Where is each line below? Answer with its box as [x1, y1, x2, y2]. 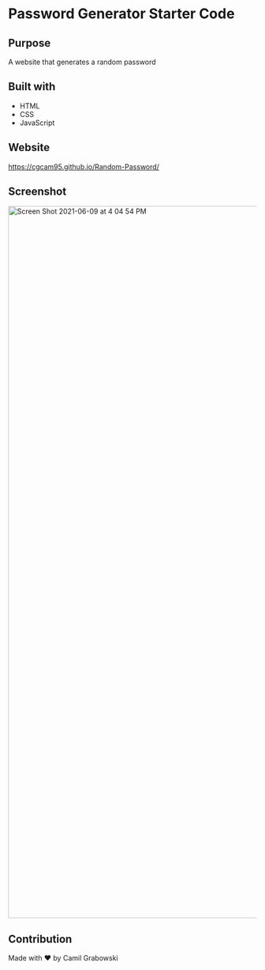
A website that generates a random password [8, 57, 156, 66]
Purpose [8, 36, 51, 50]
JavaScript [19, 118, 55, 127]
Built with [8, 80, 56, 93]
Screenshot [8, 185, 67, 199]
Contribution [8, 932, 73, 945]
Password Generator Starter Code [8, 5, 235, 23]
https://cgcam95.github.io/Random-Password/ [8, 161, 160, 171]
